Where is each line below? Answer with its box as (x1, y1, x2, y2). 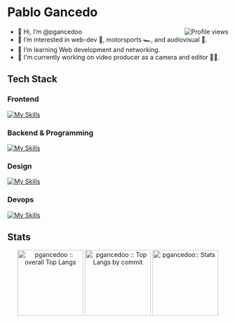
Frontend (7, 94, 39, 104)
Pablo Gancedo (7, 4, 98, 20)
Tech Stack (7, 73, 58, 85)
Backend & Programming (7, 128, 94, 138)
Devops (7, 195, 34, 204)
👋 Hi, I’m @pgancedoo (17, 27, 83, 36)
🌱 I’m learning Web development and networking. (17, 45, 161, 53)
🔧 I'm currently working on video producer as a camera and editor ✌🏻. (17, 53, 220, 61)
